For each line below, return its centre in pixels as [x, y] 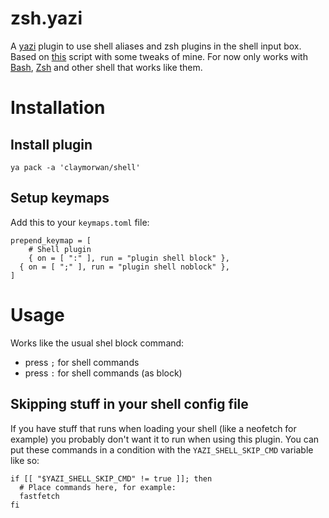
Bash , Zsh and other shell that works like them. [106, 67]
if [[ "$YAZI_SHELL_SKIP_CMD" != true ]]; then [111, 478]
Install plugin [51, 144]
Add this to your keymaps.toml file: [80, 222]
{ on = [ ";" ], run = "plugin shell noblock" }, [124, 267]
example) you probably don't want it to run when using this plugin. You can [165, 439]
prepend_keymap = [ [51, 240]
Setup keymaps [60, 198]
